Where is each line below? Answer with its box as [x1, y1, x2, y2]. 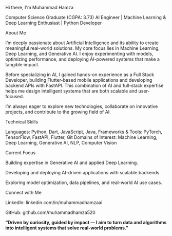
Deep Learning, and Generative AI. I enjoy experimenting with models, [5, 51, 154, 57]
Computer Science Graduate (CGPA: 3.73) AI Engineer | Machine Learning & [5, 14, 166, 20]
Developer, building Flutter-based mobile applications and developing [5, 77, 152, 83]
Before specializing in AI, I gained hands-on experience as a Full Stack [5, 71, 155, 78]
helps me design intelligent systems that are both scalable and [5, 88, 138, 94]
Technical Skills [5, 119, 39, 125]
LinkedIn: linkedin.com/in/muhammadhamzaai [5, 199, 103, 205]
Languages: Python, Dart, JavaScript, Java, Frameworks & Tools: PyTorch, [5, 129, 163, 135]
